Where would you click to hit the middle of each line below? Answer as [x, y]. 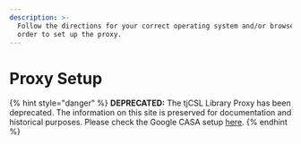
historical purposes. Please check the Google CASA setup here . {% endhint [149, 123]
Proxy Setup [56, 78]
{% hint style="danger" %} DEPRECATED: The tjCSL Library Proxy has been [150, 103]
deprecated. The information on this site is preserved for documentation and [150, 113]
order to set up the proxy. [70, 34]
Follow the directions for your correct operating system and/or [142, 26]
